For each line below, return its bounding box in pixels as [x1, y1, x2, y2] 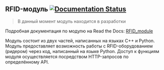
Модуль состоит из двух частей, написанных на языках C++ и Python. [5, 37, 155, 43]
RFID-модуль [5, 5, 48, 13]
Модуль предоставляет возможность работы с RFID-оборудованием [5, 43, 153, 49]
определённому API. [5, 58, 49, 65]
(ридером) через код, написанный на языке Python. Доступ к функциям [5, 48, 159, 54]
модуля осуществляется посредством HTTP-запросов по [5, 53, 129, 59]
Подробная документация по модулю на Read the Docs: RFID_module [5, 28, 153, 34]
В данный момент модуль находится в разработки [17, 18, 126, 24]
